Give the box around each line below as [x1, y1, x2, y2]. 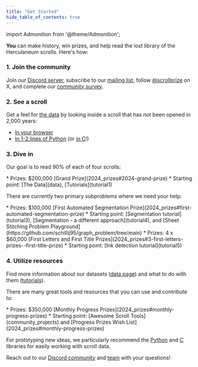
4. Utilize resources [6, 257, 63, 265]
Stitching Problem [6, 223, 50, 230]
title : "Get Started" [6, 8, 60, 15]
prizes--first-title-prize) [6, 242, 63, 249]
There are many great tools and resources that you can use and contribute [6, 288, 187, 295]
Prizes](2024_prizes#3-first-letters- [95, 235, 183, 243]
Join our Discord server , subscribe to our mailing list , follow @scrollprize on [6, 76, 190, 84]
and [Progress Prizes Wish [60, 318, 125, 325]
